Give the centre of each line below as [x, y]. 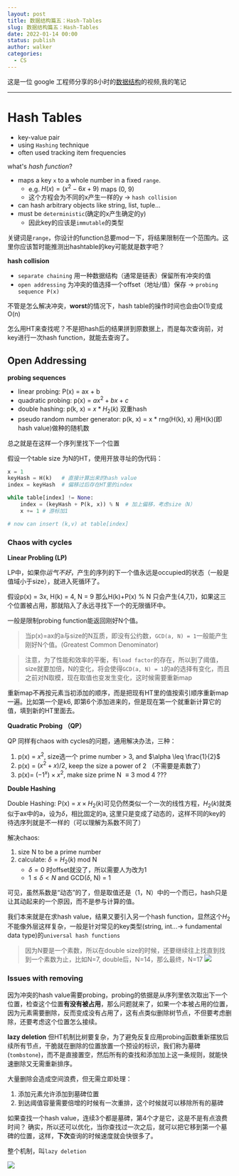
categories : [25, 54]
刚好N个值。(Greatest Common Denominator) [91, 645]
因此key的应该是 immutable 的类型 [76, 223]
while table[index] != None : [51, 498]
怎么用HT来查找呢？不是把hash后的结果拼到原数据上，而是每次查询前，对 [116, 329]
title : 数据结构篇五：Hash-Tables [55, 21]
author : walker [30, 47]
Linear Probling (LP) [37, 558]
